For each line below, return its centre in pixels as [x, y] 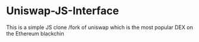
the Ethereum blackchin [35, 33]
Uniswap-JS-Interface [63, 11]
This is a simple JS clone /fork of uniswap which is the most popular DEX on [100, 27]
